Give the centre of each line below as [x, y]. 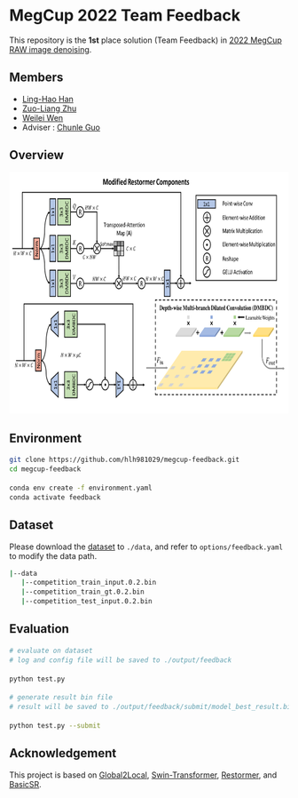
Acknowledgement [63, 753]
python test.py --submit [55, 725]
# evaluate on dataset [51, 650]
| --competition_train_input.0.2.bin [89, 583]
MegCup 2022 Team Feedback [125, 16]
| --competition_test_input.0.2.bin [86, 602]
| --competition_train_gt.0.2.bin [82, 592]
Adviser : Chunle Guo [61, 127]
